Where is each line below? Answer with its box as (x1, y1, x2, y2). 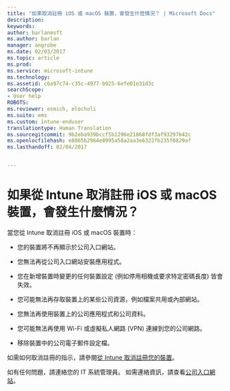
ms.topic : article (7, 55, 60, 62)
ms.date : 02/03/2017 (7, 49, 66, 55)
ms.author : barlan (7, 36, 60, 42)
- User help (7, 93, 41, 100)
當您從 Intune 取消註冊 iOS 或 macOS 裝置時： (7, 228, 138, 236)
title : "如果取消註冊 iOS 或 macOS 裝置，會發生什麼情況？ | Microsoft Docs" (7, 10, 216, 17)
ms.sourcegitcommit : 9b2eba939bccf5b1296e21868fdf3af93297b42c (7, 131, 192, 138)
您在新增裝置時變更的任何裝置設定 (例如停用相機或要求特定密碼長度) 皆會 (16, 272, 223, 280)
